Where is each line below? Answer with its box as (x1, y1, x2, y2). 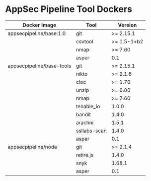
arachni (76, 119, 94, 126)
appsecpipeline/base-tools (7, 62, 72, 69)
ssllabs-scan (76, 127, 107, 134)
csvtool (76, 38, 93, 45)
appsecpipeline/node (7, 143, 57, 150)
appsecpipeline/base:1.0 (7, 30, 66, 37)
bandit (76, 111, 91, 118)
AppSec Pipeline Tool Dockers (5, 3, 133, 15)
